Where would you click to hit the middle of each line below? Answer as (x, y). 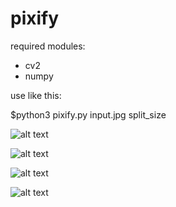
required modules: (48, 46)
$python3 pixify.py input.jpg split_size (88, 114)
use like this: (36, 95)
